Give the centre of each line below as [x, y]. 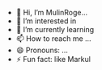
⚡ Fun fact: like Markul [53, 59]
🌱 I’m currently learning [55, 29]
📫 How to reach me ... [53, 39]
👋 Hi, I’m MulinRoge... [52, 12]
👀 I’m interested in [46, 21]
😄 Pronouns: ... [42, 50]
